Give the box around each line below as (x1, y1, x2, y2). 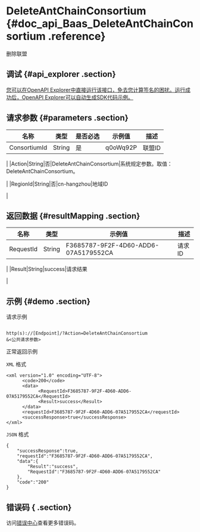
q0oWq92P (105, 143, 137, 152)
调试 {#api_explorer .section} (6, 69, 116, 79)
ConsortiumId (9, 143, 48, 152)
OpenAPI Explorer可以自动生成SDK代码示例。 (21, 94, 134, 101)
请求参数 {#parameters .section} (6, 113, 129, 123)
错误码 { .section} (6, 502, 72, 512)
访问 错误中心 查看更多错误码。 (6, 519, 79, 526)
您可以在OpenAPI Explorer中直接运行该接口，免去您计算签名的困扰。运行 (6, 86, 186, 93)
